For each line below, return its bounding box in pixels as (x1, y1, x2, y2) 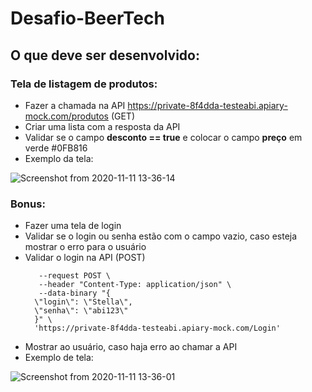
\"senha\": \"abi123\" (34, 306, 129, 316)
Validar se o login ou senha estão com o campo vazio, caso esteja (24, 230, 298, 242)
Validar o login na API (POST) (24, 252, 146, 264)
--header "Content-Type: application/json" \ (38, 280, 232, 290)
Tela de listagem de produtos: (10, 77, 158, 91)
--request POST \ (38, 271, 111, 281)
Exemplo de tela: (24, 352, 94, 364)
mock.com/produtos (24, 110, 109, 122)
